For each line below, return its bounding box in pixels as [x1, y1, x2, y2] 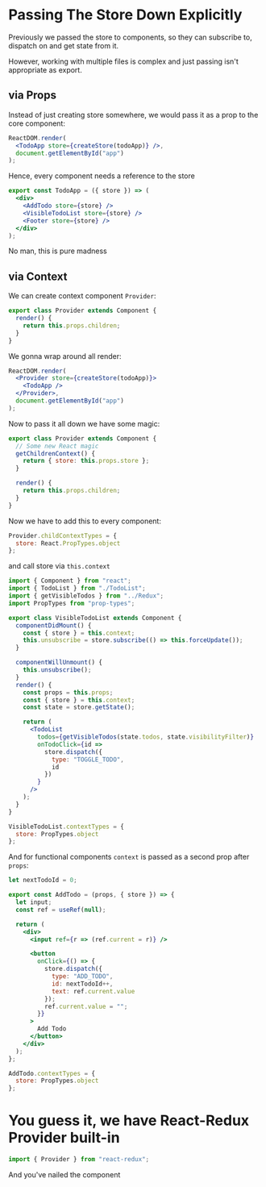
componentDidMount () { [15, 621, 92, 630]
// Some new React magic [15, 442, 99, 450]
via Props [8, 89, 56, 102]
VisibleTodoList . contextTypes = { [8, 823, 125, 831]
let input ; [15, 898, 52, 906]
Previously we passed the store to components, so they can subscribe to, [8, 32, 252, 42]
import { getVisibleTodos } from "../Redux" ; [8, 592, 164, 600]
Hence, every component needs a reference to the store [8, 171, 195, 181]
